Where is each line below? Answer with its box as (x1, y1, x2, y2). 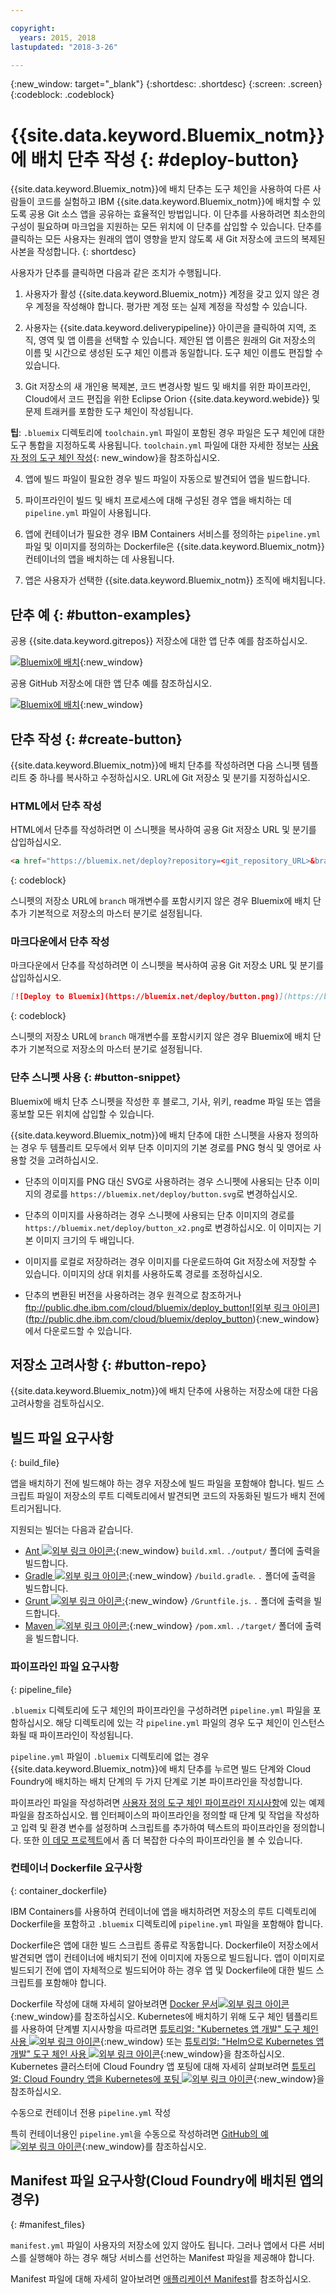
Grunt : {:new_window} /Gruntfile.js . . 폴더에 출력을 (24, 1595, 312, 1607)
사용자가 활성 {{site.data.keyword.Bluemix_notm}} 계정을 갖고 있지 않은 (24, 288, 310, 300)
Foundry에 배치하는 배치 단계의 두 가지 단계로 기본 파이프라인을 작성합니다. (10, 1775, 303, 1787)
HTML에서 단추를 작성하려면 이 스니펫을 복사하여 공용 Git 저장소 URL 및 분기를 (10, 824, 317, 836)
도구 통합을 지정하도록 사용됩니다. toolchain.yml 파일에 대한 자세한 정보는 (10, 439, 301, 451)
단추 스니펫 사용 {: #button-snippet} (10, 1071, 182, 1085)
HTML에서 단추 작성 (10, 799, 102, 813)
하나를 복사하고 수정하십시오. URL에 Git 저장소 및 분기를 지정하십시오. (39, 771, 311, 783)
